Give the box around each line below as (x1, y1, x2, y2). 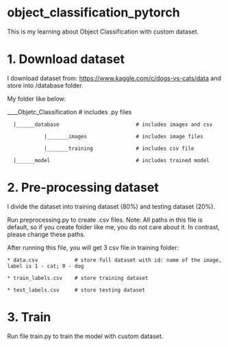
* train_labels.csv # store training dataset (7, 274, 149, 281)
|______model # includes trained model (13, 157, 210, 164)
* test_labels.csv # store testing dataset (7, 286, 146, 294)
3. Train (7, 309, 51, 324)
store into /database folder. (7, 81, 84, 90)
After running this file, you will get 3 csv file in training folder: (7, 243, 179, 251)
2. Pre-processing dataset (7, 180, 159, 196)
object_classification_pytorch (7, 5, 180, 21)
